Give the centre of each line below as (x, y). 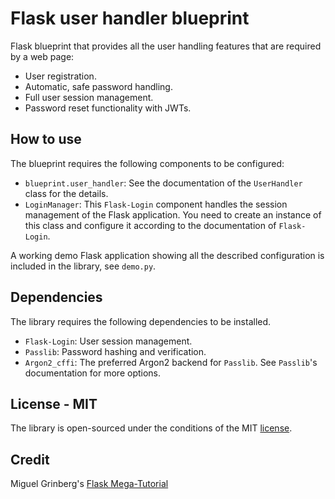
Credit (30, 459)
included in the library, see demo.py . (83, 266)
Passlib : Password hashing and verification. (115, 351)
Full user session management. (89, 97)
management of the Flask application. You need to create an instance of (173, 214)
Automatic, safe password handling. (98, 86)
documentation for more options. (93, 373)
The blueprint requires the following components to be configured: (147, 163)
